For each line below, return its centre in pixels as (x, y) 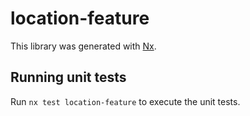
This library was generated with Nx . (83, 46)
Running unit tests (68, 77)
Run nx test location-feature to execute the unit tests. (125, 101)
